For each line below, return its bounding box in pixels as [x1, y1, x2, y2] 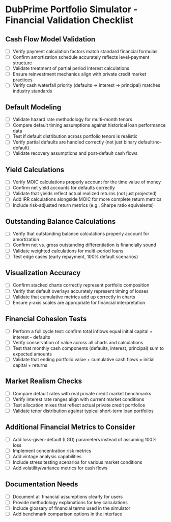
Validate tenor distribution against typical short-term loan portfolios [12, 408, 154, 414]
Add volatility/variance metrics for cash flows [12, 465, 108, 471]
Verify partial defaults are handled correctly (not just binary [12, 139, 137, 145]
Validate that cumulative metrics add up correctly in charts [12, 294, 136, 300]
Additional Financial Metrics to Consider [5, 423, 136, 432]
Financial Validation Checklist [5, 14, 133, 26]
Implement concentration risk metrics [12, 447, 92, 454]
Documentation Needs [5, 480, 78, 489]
